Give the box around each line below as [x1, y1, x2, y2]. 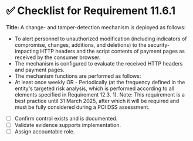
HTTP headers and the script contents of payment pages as [40, 47, 185, 54]
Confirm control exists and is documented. [14, 115, 118, 122]
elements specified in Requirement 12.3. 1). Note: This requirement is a [14, 91, 185, 98]
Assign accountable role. [14, 128, 75, 135]
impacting [14, 47, 39, 54]
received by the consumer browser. [14, 54, 101, 61]
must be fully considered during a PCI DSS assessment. [14, 104, 150, 111]
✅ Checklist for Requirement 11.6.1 [6, 4, 176, 18]
